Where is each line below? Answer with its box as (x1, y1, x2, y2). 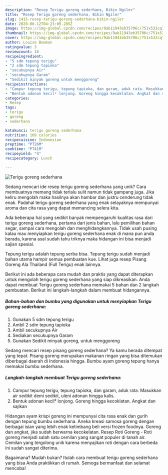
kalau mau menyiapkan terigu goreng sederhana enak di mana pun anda (5, 230, 154, 236)
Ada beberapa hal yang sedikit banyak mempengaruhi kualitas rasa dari (5, 214, 153, 220)
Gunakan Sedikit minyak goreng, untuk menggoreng (12, 337, 120, 343)
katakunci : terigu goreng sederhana (5, 128, 81, 133)
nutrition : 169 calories (5, 132, 57, 137)
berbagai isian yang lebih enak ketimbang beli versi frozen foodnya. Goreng (5, 423, 161, 429)
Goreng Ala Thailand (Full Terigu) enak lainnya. (5, 261, 101, 267)
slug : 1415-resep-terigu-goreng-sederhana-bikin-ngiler (5, 16, 124, 21)
